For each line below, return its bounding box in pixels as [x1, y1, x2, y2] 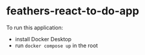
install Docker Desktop [14, 35, 72, 42]
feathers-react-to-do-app [6, 4, 140, 18]
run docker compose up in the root [14, 42, 98, 49]
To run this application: [6, 24, 63, 31]
